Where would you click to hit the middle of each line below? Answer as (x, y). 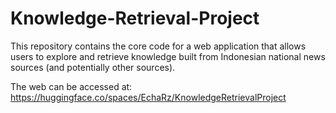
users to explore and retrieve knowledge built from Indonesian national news (168, 56)
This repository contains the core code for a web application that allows (158, 46)
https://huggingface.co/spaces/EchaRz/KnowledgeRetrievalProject (148, 97)
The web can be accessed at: (71, 86)
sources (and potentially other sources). (93, 67)
